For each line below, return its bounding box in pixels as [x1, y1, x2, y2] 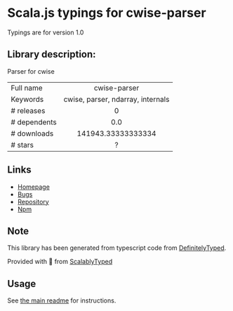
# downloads [11, 128, 54, 138]
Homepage [17, 183, 51, 191]
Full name [11, 83, 44, 93]
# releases [11, 105, 46, 115]
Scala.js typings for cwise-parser [7, 5, 206, 21]
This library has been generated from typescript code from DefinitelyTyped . [7, 244, 227, 252]
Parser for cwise [7, 67, 55, 75]
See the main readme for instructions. [7, 296, 116, 305]
